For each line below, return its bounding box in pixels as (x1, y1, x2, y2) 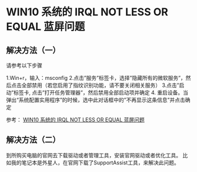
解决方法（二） (6, 135, 61, 145)
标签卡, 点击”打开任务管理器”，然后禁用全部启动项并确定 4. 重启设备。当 (14, 89, 188, 96)
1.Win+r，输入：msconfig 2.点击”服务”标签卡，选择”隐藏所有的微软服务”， (6, 75, 186, 81)
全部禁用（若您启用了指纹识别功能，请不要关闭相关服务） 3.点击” (21, 82, 179, 89)
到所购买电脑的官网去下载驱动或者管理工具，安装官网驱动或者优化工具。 (6, 151, 181, 158)
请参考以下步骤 (6, 62, 42, 69)
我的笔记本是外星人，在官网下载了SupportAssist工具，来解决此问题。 (11, 159, 179, 166)
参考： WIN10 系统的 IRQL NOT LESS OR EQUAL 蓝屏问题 (6, 116, 145, 123)
